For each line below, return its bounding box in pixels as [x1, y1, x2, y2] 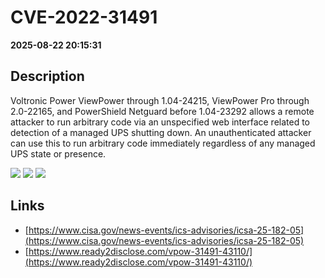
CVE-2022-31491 [10, 6, 158, 29]
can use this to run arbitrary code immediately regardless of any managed [10, 137, 316, 149]
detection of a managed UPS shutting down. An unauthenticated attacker [10, 126, 312, 138]
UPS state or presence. [10, 147, 107, 160]
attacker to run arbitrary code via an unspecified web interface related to [10, 116, 311, 128]
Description [10, 68, 85, 85]
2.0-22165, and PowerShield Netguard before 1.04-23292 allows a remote [10, 105, 315, 117]
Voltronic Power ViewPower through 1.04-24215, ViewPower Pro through [10, 94, 310, 106]
